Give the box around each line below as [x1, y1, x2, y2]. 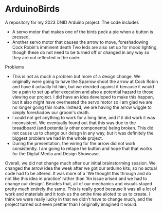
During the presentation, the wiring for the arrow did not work [12, 140, 136, 146]
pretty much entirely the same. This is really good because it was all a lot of [5, 186, 157, 192]
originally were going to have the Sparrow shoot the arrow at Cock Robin [12, 79, 158, 84]
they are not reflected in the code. [12, 54, 81, 60]
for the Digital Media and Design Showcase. [12, 150, 100, 156]
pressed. [12, 34, 30, 40]
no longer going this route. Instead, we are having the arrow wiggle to [12, 104, 152, 110]
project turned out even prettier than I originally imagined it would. [5, 201, 138, 207]
